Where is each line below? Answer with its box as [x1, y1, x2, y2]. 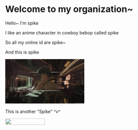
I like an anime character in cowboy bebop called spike [5, 29, 119, 35]
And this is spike [5, 49, 39, 55]
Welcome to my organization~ [5, 3, 133, 15]
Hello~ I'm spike [5, 20, 39, 26]
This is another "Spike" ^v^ [5, 108, 61, 114]
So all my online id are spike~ [5, 39, 66, 45]
